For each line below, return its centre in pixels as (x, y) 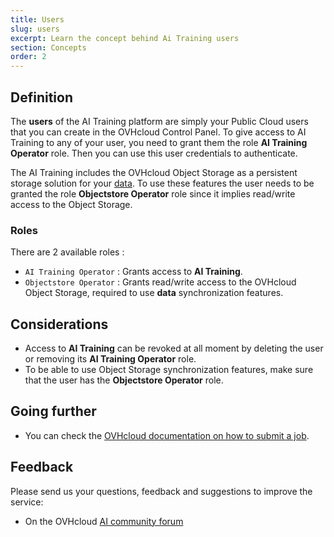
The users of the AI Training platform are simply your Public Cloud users (159, 121)
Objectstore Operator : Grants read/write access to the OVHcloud (160, 282)
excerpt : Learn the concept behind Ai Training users (125, 38)
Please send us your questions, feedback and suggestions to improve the (161, 491)
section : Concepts (48, 47)
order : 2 (28, 57)
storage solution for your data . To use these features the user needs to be (162, 183)
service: (27, 502)
